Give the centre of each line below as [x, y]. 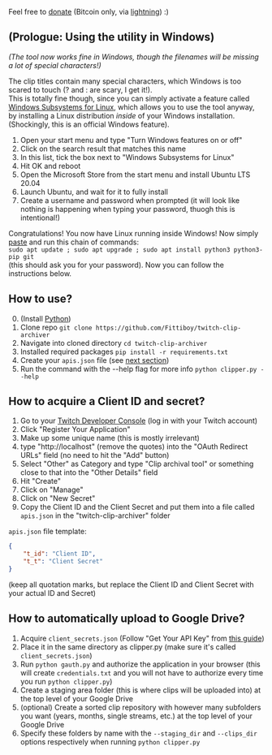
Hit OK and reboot [50, 166]
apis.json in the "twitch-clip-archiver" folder [95, 516]
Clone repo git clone [56, 327]
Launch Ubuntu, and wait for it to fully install [94, 192]
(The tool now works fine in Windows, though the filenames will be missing [134, 57]
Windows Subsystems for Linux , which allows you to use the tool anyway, [132, 107]
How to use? [41, 299]
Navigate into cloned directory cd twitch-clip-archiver [114, 343]
